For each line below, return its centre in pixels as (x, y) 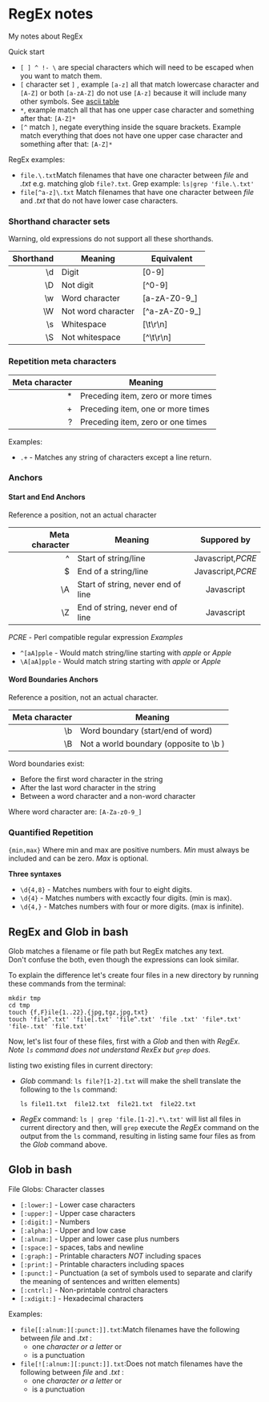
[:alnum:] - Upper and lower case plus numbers (100, 1238)
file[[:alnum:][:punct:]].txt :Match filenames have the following (130, 1329)
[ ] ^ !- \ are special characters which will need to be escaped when (137, 67)
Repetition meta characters (62, 362)
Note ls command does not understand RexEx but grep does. (109, 1049)
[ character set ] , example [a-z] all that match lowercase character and (139, 84)
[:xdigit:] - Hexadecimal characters (82, 1298)
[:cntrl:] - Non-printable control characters (94, 1290)
